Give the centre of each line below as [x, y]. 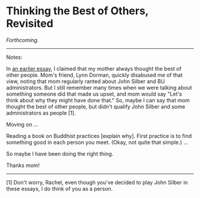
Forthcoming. [23, 40]
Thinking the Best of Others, [77, 11]
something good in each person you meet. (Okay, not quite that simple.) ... [97, 142]
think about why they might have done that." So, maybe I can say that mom [98, 100]
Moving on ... [22, 124]
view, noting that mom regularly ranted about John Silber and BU [86, 81]
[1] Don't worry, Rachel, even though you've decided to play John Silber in [97, 182]
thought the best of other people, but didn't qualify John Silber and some [96, 106]
